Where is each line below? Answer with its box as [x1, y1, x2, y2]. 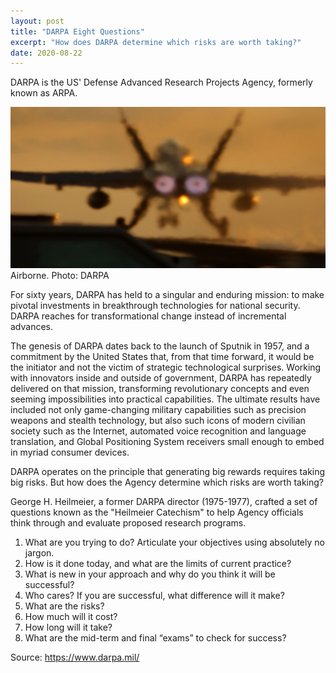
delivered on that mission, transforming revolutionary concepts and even [10, 382, 310, 394]
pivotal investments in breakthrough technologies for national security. [10, 299, 301, 311]
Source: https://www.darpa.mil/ [10, 651, 140, 663]
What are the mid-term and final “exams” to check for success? [24, 631, 287, 644]
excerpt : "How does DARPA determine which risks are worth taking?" [10, 37, 302, 47]
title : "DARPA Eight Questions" [10, 26, 145, 37]
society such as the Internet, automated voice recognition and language [10, 425, 307, 437]
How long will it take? [24, 621, 113, 633]
